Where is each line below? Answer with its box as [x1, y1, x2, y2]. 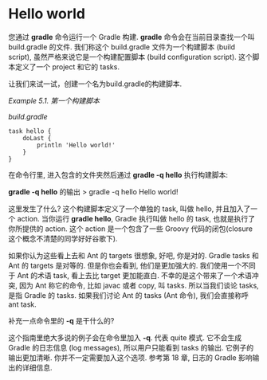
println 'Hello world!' [37, 141, 116, 149]
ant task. [8, 300, 37, 309]
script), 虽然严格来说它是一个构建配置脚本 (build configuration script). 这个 [8, 52, 253, 61]
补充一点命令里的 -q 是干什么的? [8, 315, 115, 325]
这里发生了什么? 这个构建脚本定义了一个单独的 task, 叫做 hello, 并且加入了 [8, 204, 251, 214]
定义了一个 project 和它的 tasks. [14, 61, 120, 72]
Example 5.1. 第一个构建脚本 [8, 96, 100, 105]
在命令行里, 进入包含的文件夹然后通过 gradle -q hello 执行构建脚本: [8, 170, 229, 179]
